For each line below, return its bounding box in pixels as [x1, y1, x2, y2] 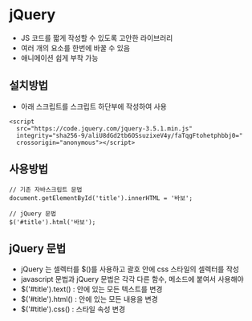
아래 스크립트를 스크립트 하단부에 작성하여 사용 [20, 102, 167, 111]
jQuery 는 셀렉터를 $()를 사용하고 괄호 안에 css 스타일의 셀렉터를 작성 [20, 264, 240, 274]
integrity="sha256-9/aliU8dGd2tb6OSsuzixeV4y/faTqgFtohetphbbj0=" [16, 131, 243, 139]
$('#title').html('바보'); [9, 218, 96, 226]
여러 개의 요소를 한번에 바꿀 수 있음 [20, 42, 131, 53]
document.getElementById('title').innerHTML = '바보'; [9, 194, 193, 202]
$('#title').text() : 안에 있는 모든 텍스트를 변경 [20, 284, 163, 294]
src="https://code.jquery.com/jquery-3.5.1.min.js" [16, 124, 193, 133]
